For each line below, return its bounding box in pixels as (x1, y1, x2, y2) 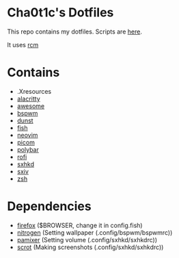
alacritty (16, 94, 41, 103)
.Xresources (16, 87, 52, 95)
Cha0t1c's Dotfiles (7, 5, 114, 21)
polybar (16, 145, 39, 153)
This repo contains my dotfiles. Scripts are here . (7, 27, 142, 36)
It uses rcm (7, 40, 39, 49)
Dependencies (7, 198, 92, 214)
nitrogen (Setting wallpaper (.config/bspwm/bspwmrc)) (16, 228, 173, 237)
